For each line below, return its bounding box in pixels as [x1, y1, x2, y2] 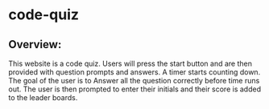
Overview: [8, 38, 62, 51]
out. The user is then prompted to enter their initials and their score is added [8, 84, 262, 94]
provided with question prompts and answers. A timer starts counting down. [8, 67, 261, 77]
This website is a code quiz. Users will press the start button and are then [8, 59, 252, 68]
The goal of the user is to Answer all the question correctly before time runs [8, 76, 260, 85]
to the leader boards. [8, 93, 78, 102]
